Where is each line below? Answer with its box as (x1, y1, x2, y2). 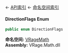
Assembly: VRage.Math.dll (5, 42, 61, 48)
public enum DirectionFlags (5, 27, 64, 32)
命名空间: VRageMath (5, 37, 50, 43)
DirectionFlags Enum (5, 16, 49, 22)
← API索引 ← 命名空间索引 (5, 4, 59, 10)
